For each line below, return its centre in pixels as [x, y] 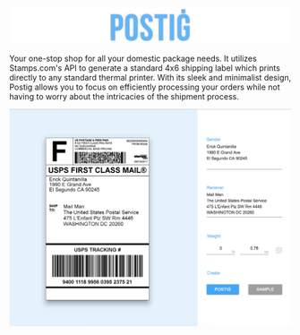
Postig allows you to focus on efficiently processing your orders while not [145, 87]
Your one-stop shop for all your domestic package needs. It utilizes [133, 58]
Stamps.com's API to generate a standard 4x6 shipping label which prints [145, 68]
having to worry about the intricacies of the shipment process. [124, 96]
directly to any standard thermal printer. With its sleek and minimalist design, [150, 77]
